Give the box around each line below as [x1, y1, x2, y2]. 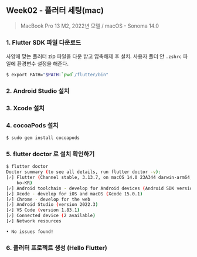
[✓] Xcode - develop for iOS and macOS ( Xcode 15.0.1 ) [6, 191, 143, 197]
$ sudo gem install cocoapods [6, 135, 80, 141]
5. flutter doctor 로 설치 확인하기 [6, 150, 95, 158]
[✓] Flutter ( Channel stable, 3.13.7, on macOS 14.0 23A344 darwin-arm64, [6, 175, 193, 181]
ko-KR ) [16, 180, 33, 186]
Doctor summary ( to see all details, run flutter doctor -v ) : [6, 169, 161, 175]
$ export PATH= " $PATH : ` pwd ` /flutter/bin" [6, 72, 109, 78]
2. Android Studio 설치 [6, 87, 70, 95]
